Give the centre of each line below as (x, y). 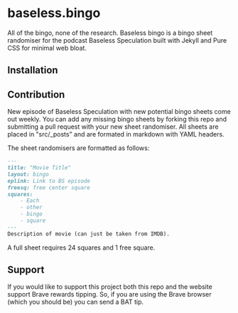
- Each (30, 201)
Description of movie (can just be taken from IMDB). (89, 234)
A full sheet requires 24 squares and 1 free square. (81, 248)
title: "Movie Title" (39, 168)
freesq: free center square (49, 187)
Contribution (36, 94)
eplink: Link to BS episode (49, 181)
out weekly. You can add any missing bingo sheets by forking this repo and (117, 120)
